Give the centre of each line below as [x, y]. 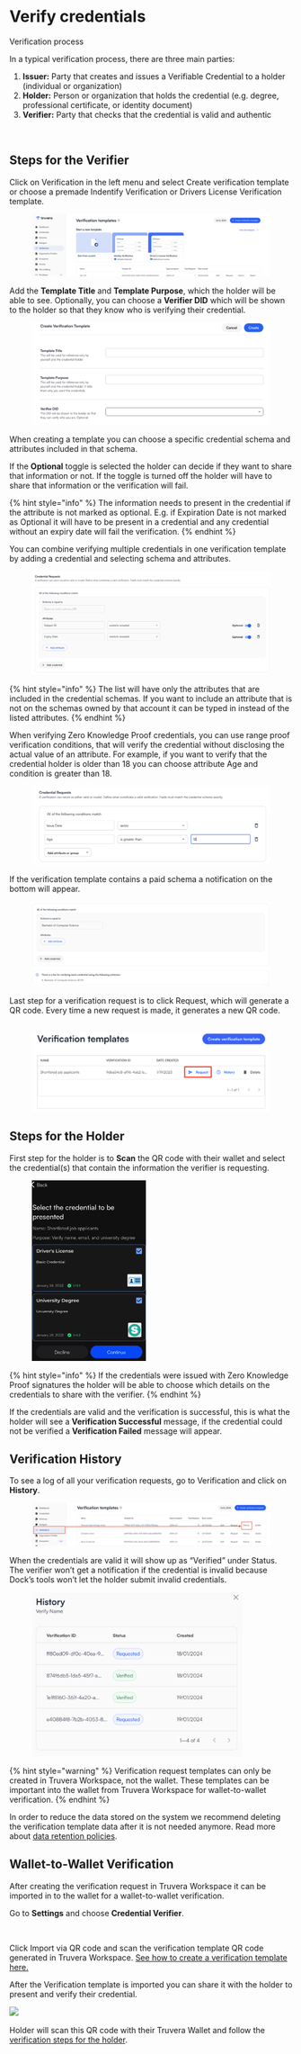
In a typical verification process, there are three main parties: [122, 59]
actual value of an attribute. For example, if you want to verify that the [138, 754]
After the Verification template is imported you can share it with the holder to [151, 1984]
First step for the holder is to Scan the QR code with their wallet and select [147, 1158]
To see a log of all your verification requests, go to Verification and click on [148, 1481]
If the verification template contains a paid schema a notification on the [141, 878]
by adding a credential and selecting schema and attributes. [120, 559]
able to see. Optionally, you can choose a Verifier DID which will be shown [147, 300]
